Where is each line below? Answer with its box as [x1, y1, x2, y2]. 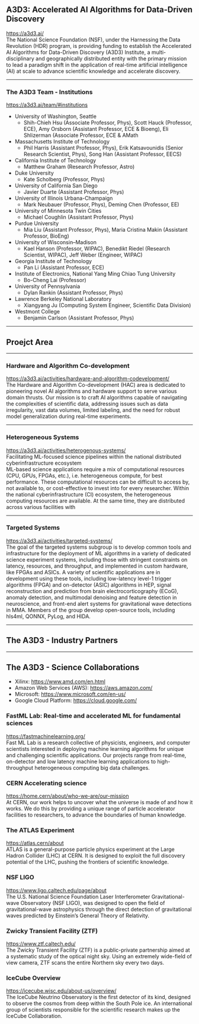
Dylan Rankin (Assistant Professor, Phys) [23, 289, 123, 296]
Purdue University [14, 220, 59, 227]
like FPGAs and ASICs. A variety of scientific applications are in [6, 568, 161, 575]
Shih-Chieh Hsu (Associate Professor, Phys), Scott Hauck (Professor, [23, 119, 192, 126]
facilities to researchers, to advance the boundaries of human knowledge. [6, 811, 187, 818]
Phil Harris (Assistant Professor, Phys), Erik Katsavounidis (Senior [23, 145, 184, 152]
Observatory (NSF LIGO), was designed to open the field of [20, 899, 165, 906]
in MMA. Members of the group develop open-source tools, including [6, 606, 175, 613]
